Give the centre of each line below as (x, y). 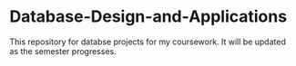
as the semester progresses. (63, 51)
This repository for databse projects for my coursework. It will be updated (148, 42)
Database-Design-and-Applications (148, 17)
